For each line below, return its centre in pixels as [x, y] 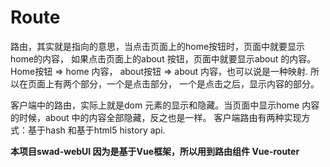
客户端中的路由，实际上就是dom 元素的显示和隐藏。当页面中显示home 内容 [165, 105]
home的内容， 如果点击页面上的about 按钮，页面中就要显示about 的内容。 [163, 58]
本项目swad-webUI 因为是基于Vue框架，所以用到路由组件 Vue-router [155, 151]
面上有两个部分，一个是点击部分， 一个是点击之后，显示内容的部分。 [178, 83]
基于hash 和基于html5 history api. [96, 130]
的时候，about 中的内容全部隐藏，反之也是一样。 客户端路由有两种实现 [156, 117]
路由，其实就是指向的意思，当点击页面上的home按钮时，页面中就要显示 [158, 46]
